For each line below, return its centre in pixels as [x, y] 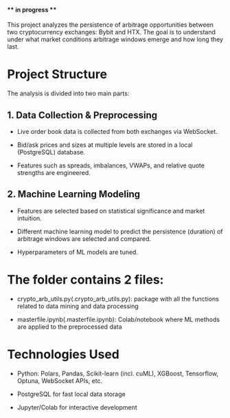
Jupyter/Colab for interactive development [77, 407]
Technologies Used [64, 354]
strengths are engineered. [54, 172]
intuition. [30, 218]
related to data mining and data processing [78, 306]
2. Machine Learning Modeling [74, 195]
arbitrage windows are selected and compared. [84, 239]
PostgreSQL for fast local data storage [71, 394]
